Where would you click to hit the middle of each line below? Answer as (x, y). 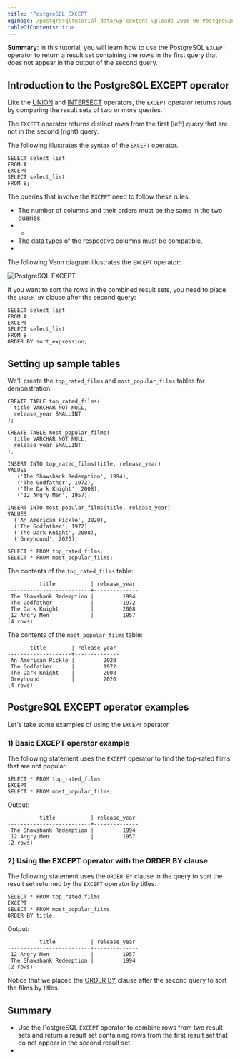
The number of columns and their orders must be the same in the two (120, 211)
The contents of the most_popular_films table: (75, 635)
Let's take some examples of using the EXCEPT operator (88, 724)
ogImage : (20, 21)
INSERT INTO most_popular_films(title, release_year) (89, 508)
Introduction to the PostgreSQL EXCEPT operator (119, 85)
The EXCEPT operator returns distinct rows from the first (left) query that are (117, 124)
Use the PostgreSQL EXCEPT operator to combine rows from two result (120, 1028)
